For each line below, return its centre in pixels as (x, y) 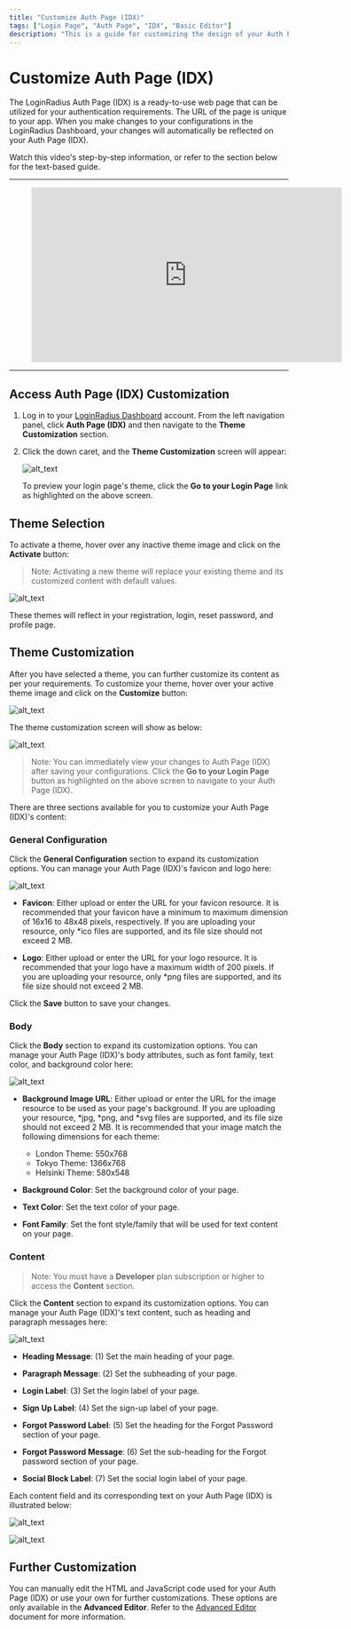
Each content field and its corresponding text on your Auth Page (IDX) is (141, 1495)
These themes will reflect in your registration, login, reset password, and (141, 615)
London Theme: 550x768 (82, 1154)
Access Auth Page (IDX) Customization (120, 394)
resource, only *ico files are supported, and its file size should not (142, 931)
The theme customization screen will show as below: (105, 727)
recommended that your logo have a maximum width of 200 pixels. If (148, 967)
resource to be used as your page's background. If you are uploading (148, 1109)
